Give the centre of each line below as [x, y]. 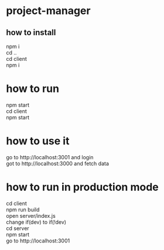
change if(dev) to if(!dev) [36, 222]
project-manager [48, 11]
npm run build [23, 210]
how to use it [38, 141]
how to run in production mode [83, 187]
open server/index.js [31, 215]
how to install [31, 32]
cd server [18, 228]
